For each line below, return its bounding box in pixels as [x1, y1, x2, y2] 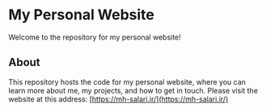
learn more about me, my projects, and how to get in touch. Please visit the [8, 85, 259, 95]
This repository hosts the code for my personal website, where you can [8, 77, 247, 86]
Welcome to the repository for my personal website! [8, 32, 182, 42]
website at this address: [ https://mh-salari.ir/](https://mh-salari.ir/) [8, 94, 229, 104]
